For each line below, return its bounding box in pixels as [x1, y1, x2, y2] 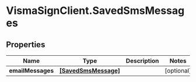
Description [125, 57, 159, 65]
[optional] [164, 67, 191, 74]
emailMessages [9, 67, 54, 74]
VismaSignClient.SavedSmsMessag [6, 4, 185, 17]
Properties [6, 40, 45, 49]
